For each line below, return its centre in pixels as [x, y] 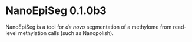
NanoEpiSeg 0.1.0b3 [56, 11]
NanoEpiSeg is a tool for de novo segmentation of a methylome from [89, 27]
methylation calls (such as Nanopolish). [66, 33]
